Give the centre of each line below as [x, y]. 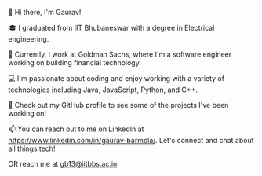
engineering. [29, 39]
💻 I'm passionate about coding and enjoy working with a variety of [116, 78]
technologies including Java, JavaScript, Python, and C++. [103, 90]
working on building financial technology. [75, 62]
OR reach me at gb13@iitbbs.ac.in [63, 164]
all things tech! [32, 148]
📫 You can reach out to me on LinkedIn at [76, 129]
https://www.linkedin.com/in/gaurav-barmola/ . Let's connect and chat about [131, 140]
